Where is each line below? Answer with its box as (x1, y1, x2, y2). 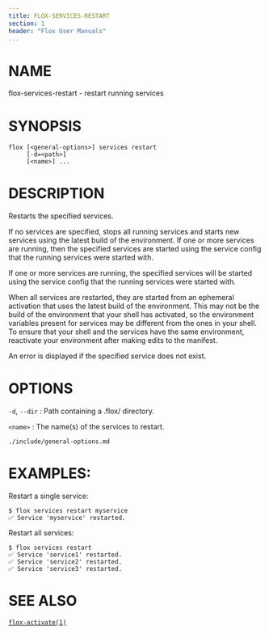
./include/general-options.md (8, 437, 111, 446)
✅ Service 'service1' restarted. (8, 551, 123, 559)
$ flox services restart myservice (8, 507, 128, 515)
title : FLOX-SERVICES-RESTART (8, 11, 111, 20)
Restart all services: (8, 528, 74, 538)
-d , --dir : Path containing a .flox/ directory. (8, 406, 155, 416)
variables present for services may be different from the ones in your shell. (8, 319, 257, 328)
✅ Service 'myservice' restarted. (8, 514, 126, 522)
